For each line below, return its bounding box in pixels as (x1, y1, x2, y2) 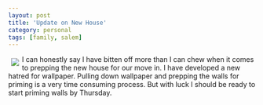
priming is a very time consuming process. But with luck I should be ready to (8, 80, 256, 89)
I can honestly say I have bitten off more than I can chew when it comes (22, 55, 254, 64)
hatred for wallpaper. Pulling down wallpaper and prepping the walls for (8, 71, 239, 81)
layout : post (8, 11, 51, 20)
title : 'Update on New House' (8, 19, 108, 27)
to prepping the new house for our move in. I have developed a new (22, 63, 241, 73)
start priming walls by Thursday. (8, 88, 112, 98)
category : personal (8, 26, 72, 34)
